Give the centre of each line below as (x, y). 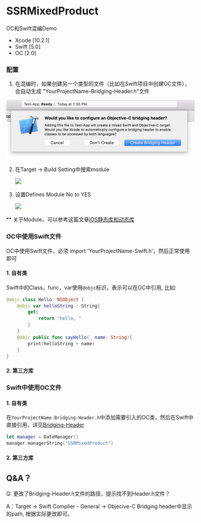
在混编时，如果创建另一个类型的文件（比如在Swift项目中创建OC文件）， (102, 84)
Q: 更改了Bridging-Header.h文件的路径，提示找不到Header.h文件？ (88, 494)
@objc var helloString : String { (59, 306)
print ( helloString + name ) (61, 343)
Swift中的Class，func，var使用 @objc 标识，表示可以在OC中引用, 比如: (91, 287)
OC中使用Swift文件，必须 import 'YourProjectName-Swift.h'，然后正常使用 (98, 251)
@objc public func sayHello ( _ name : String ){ (75, 337)
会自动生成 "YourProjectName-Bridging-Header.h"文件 (82, 92)
